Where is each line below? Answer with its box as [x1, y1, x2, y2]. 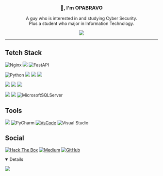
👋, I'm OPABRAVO [60, 4, 103, 11]
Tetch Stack [5, 48, 42, 57]
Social [5, 134, 24, 142]
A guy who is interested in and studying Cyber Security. [26, 16, 137, 21]
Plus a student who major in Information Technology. [29, 20, 134, 26]
